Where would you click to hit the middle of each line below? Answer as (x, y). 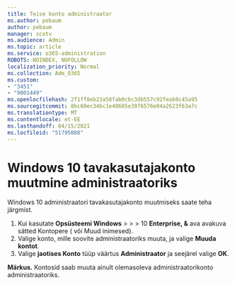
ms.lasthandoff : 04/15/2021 (49, 126)
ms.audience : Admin (36, 40)
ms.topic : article (34, 47)
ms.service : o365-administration (57, 54)
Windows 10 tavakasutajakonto (102, 168)
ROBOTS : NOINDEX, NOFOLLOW (47, 60)
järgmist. (20, 210)
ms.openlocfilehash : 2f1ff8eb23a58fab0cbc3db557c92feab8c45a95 (103, 100)
